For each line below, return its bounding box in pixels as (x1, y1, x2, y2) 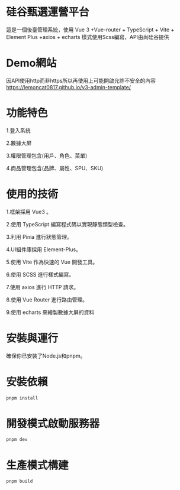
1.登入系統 (6, 126, 31, 134)
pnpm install (6, 395, 38, 401)
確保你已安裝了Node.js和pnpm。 (6, 352, 86, 359)
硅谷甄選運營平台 (6, 5, 90, 19)
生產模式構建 (6, 459, 69, 472)
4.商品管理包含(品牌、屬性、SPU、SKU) (6, 164, 104, 171)
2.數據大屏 (6, 139, 32, 147)
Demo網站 (6, 57, 57, 70)
